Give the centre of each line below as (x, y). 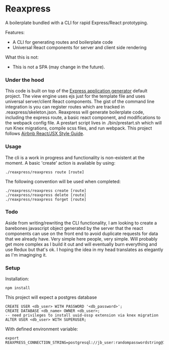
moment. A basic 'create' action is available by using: (60, 163)
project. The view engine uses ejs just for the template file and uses (75, 96)
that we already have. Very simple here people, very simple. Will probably (81, 239)
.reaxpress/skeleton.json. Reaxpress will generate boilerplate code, (75, 112)
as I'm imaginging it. (26, 255)
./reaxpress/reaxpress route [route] (45, 172)
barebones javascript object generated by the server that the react (74, 228)
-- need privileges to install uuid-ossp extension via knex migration (82, 315)
